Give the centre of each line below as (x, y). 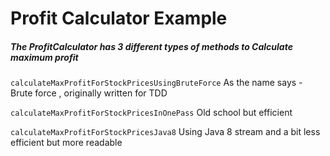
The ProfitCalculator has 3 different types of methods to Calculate (151, 46)
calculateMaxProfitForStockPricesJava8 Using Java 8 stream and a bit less (165, 132)
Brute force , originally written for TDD (89, 93)
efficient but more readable (66, 143)
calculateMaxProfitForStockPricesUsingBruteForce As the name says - (156, 83)
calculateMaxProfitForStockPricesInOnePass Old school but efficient (151, 113)
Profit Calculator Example (119, 18)
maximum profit (44, 57)
